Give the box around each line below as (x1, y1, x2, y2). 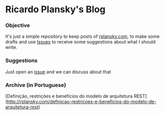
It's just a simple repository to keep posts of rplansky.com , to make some (5, 33, 160, 39)
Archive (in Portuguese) (5, 81, 67, 88)
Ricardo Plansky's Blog (5, 4, 106, 15)
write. (5, 44, 17, 51)
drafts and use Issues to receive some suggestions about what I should (5, 39, 156, 45)
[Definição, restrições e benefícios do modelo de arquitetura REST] (5, 93, 147, 99)
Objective (5, 22, 30, 29)
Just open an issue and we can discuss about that (5, 68, 111, 75)
